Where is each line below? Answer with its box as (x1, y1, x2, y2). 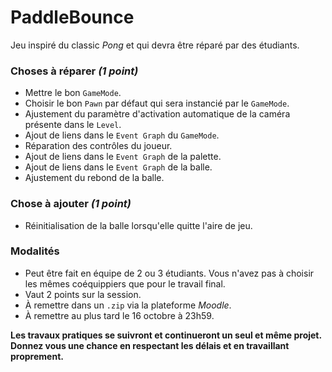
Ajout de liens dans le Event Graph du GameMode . (24, 129, 220, 141)
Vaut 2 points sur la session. (24, 288, 142, 300)
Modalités (10, 244, 60, 258)
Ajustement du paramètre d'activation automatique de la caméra (24, 108, 291, 120)
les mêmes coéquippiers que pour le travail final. (24, 277, 226, 290)
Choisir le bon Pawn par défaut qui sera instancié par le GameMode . (24, 97, 290, 110)
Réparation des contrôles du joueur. (24, 140, 173, 152)
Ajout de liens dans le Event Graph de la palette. (24, 151, 222, 163)
